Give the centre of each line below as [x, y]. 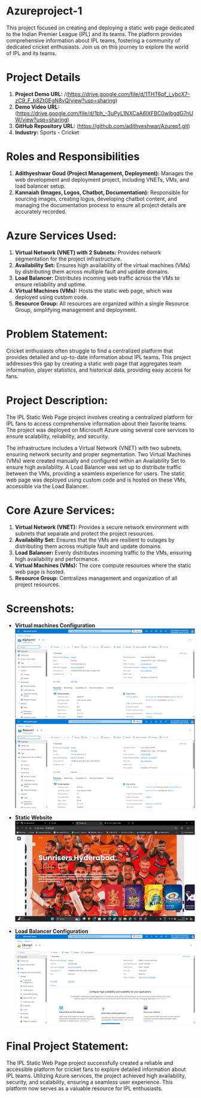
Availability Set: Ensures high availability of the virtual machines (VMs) [102, 265]
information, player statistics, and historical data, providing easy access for [99, 370]
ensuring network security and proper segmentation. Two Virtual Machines [99, 454]
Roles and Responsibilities [73, 157]
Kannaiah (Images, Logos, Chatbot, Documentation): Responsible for [102, 192]
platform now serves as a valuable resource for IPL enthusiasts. [84, 1088]
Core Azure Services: [60, 510]
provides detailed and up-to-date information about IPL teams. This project [99, 357]
